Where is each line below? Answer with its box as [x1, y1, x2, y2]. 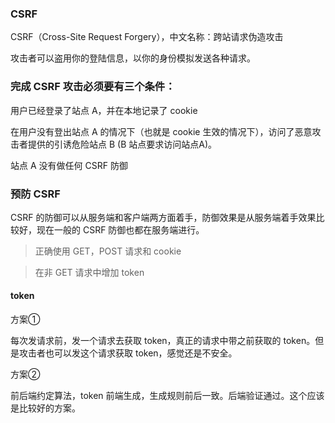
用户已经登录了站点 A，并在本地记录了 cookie [10, 104, 198, 116]
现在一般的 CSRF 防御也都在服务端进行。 [36, 223, 205, 236]
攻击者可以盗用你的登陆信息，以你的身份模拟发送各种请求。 [10, 52, 256, 64]
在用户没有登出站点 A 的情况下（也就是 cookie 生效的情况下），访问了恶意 [10, 125, 313, 137]
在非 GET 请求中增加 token [34, 266, 145, 278]
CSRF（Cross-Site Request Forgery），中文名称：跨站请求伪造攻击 [10, 31, 284, 43]
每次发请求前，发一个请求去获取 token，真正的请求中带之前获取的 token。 [10, 335, 316, 347]
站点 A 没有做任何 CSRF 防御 [10, 159, 128, 171]
